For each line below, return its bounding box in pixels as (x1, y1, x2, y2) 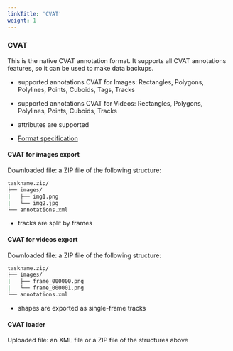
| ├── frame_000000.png (7, 278, 84, 285)
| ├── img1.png (7, 193, 59, 200)
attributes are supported (17, 120, 90, 128)
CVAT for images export (7, 150, 80, 159)
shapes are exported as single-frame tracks (17, 303, 146, 312)
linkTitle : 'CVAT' (7, 10, 62, 18)
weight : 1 (7, 17, 37, 24)
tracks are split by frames (17, 219, 93, 228)
